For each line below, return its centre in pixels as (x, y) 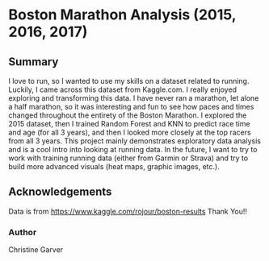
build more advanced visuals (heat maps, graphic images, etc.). (114, 166)
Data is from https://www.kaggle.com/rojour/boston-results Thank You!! (128, 211)
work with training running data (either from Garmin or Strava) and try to (128, 158)
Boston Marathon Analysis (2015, (122, 15)
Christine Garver (36, 250)
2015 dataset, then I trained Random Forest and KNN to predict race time (129, 124)
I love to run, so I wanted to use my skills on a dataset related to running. (129, 81)
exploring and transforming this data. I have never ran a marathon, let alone (134, 98)
